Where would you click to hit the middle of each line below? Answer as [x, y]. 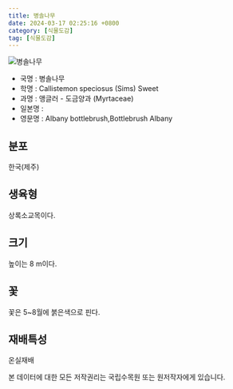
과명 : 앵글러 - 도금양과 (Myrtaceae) [77, 99]
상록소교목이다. [32, 215]
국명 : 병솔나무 [42, 79]
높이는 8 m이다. [33, 264]
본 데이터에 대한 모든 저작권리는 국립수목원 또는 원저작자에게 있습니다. [117, 377]
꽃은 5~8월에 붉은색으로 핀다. [54, 312]
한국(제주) [24, 167]
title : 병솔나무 [32, 16]
